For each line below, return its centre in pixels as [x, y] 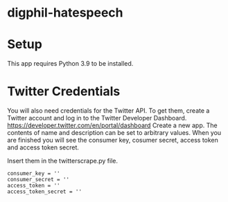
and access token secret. [43, 147]
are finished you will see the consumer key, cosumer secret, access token [113, 140]
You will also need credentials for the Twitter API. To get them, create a [108, 111]
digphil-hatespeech [65, 13]
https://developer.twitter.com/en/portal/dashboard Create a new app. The [112, 125]
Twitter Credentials [64, 92]
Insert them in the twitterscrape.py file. [63, 161]
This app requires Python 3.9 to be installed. [70, 64]
